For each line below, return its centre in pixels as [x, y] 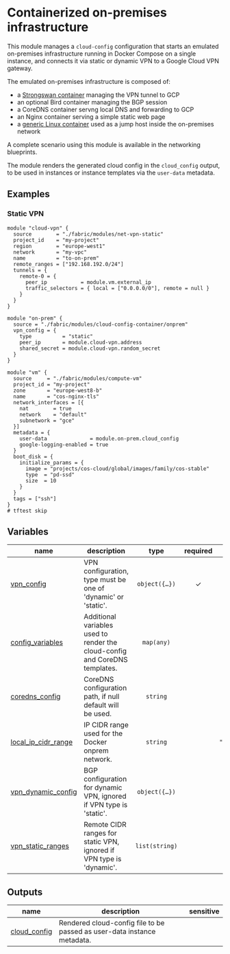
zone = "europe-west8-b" [58, 390]
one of [94, 588]
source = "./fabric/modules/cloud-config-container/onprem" [101, 324]
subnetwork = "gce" [47, 421]
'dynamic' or [104, 597]
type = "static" [56, 336]
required [198, 551]
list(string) [156, 846]
